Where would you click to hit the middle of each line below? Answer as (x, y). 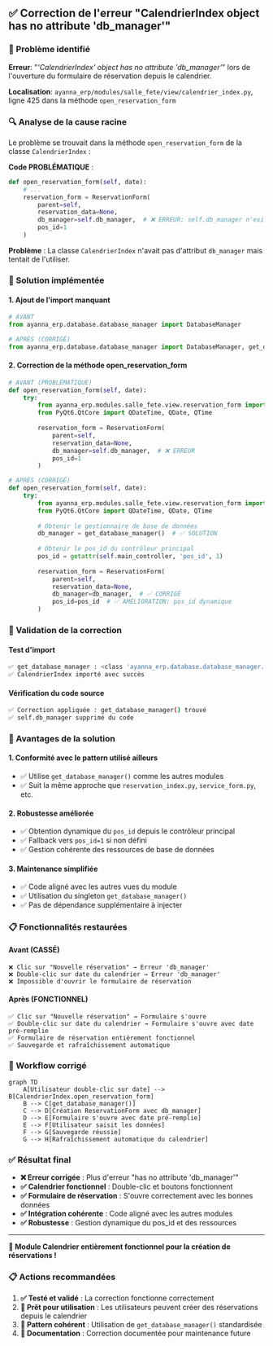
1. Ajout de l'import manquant (60, 300)
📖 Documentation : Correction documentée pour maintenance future (135, 1333)
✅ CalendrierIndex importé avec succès (76, 675)
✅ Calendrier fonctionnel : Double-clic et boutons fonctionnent (126, 1187)
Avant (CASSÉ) (34, 949)
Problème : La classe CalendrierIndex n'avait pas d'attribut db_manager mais (136, 250)
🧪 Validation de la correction (65, 630)
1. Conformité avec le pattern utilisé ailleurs (83, 758)
